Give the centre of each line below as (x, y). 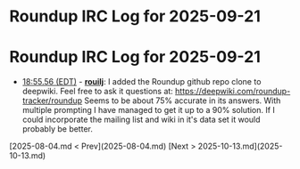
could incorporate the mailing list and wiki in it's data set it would (141, 120)
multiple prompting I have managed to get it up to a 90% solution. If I (148, 110)
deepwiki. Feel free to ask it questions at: (98, 92)
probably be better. (58, 129)
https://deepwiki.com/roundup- (233, 92)
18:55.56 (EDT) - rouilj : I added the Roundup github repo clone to (142, 82)
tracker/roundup (52, 101)
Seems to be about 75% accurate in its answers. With (183, 101)
